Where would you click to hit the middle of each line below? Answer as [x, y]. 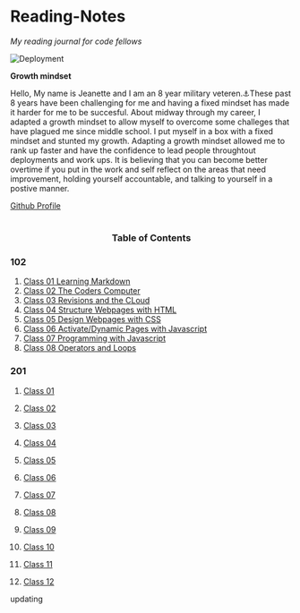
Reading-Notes [68, 17]
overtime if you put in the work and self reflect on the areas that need [138, 169]
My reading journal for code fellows [76, 41]
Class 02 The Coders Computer [82, 291]
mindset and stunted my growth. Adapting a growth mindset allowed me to [148, 140]
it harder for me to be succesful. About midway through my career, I [135, 112]
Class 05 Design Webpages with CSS [92, 319]
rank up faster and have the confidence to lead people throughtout [133, 150]
